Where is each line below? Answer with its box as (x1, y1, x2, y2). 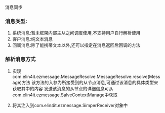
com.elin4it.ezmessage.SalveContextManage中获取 (12, 92, 118, 98)
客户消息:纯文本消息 (12, 36, 53, 42)
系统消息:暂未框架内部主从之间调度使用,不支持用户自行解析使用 (12, 30, 141, 36)
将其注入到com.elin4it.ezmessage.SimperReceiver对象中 (12, 102, 128, 108)
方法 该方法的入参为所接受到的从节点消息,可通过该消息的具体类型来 (21, 79, 159, 85)
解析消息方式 (5, 56, 36, 63)
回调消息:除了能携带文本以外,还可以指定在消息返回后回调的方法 (12, 42, 141, 48)
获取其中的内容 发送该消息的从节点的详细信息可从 (12, 85, 114, 91)
